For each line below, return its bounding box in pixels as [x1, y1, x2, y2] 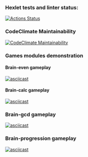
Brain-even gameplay [5, 64, 51, 70]
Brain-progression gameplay [5, 135, 76, 142]
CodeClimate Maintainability [5, 28, 76, 35]
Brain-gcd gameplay [5, 111, 56, 118]
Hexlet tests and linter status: [5, 4, 78, 11]
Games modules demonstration [5, 52, 83, 59]
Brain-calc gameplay [5, 87, 49, 93]
